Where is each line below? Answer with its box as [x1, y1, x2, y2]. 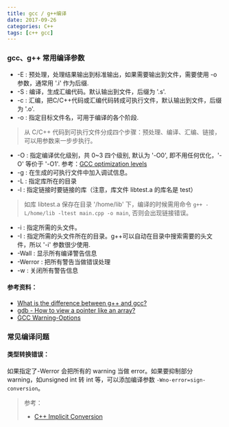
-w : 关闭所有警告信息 [16, 266, 79, 274]
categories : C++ [7, 23, 53, 30]
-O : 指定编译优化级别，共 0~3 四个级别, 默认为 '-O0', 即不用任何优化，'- [16, 151, 223, 159]
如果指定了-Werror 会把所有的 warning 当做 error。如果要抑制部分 [7, 366, 193, 375]
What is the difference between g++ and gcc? [16, 298, 147, 307]
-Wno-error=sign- [156, 376, 206, 384]
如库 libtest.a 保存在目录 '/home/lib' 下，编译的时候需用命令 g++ [23, 200, 203, 208]
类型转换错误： [7, 350, 49, 358]
